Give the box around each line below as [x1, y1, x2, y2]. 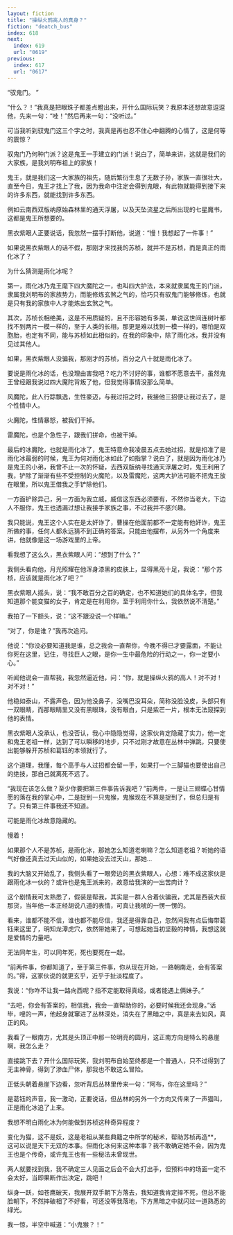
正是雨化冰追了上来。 [7, 1103, 68, 1112]
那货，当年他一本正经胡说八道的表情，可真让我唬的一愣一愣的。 [7, 901, 189, 909]
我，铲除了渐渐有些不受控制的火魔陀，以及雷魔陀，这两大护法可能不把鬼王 [7, 471, 220, 479]
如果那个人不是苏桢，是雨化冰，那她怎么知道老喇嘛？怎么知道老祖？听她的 [7, 845, 220, 854]
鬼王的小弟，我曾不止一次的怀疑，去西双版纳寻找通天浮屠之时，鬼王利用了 [12, 463, 226, 471]
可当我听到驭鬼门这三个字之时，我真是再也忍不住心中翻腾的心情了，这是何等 [7, 126, 226, 135]
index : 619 [13, 42, 45, 49]
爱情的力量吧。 [12, 933, 56, 942]
